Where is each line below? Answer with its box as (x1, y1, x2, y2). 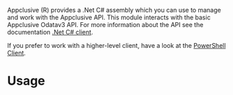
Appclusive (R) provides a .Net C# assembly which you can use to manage (7, 6, 221, 14)
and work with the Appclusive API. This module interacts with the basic (7, 13, 211, 21)
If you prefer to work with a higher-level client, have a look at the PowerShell (7, 42, 226, 49)
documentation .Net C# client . (7, 28, 94, 36)
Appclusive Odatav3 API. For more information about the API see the (7, 21, 204, 28)
